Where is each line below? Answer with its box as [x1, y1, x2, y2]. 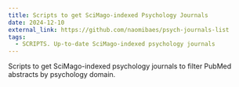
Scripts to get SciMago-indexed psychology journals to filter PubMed [8, 61, 232, 71]
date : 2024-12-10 [8, 19, 65, 26]
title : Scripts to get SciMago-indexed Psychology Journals [8, 11, 209, 19]
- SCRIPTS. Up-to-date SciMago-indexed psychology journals [15, 40, 215, 48]
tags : [8, 33, 26, 41]
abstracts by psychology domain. [8, 70, 116, 79]
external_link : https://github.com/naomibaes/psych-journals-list [8, 26, 230, 33]
